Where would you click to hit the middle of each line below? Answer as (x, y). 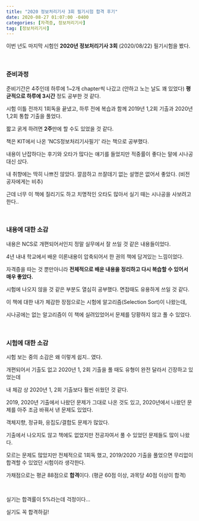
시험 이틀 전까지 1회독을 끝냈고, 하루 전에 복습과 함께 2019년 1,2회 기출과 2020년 (99, 108)
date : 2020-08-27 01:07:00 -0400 (48, 17)
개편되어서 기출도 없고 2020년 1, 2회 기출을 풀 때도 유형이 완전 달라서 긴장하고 (97, 370)
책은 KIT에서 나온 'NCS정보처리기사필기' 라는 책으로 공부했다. (78, 141)
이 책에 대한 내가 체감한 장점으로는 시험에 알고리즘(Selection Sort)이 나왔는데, (97, 302)
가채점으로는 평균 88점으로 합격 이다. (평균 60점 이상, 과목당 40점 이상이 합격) (96, 475)
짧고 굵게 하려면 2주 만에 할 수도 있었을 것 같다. (60, 128)
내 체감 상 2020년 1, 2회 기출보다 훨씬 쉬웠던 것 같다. (67, 390)
